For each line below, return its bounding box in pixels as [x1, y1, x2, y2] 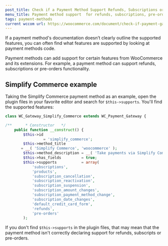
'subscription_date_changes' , [31, 197, 95, 202]
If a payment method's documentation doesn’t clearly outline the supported [5, 35, 161, 41]
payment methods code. [5, 45, 56, 51]
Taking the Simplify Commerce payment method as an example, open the [5, 93, 156, 100]
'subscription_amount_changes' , [31, 188, 99, 193]
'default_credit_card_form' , [31, 202, 93, 207]
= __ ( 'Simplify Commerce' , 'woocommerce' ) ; [20, 146, 117, 151]
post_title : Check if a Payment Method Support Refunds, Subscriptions [5, 7, 157, 12]
